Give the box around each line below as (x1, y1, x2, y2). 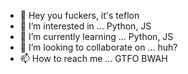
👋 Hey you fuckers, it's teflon (19, 10, 140, 21)
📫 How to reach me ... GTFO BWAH (19, 53, 168, 64)
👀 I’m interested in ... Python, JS (19, 20, 152, 32)
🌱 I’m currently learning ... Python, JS (19, 31, 174, 42)
